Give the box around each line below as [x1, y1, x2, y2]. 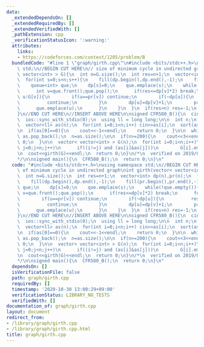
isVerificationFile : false [12, 269, 80, 276]
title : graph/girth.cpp [6, 331, 67, 338]
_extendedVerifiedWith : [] [12, 26, 80, 32]
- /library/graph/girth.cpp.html [6, 326, 91, 332]
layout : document [6, 309, 50, 315]
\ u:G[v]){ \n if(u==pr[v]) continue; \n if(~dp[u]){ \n [17, 94, 194, 100]
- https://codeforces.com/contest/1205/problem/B [17, 54, 146, 60]
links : [17, 49, 34, 55]
